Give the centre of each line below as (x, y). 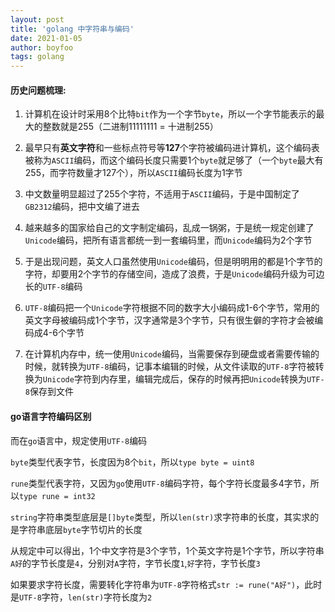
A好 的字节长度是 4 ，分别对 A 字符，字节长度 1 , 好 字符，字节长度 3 (135, 563)
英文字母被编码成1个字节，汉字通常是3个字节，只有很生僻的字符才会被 (169, 320)
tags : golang (37, 57)
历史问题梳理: (38, 90)
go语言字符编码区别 (51, 416)
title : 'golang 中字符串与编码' (72, 29)
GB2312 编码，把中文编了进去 (82, 207)
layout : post (37, 19)
